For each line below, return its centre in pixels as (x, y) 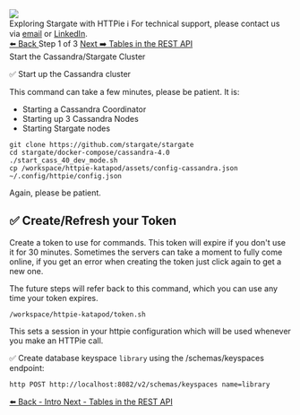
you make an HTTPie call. (56, 341)
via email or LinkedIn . (48, 34)
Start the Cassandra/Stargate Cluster (77, 56)
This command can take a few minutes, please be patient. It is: (124, 92)
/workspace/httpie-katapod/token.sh (77, 314)
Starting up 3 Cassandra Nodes (80, 119)
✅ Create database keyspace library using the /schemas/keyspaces (137, 358)
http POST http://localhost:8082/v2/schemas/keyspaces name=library (140, 385)
